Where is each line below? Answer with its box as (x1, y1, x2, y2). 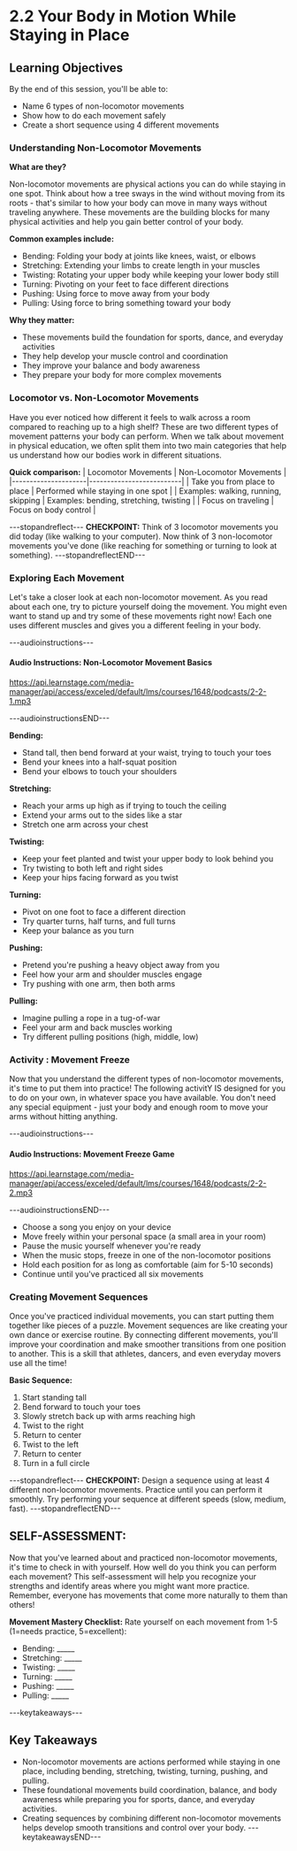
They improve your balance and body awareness (21, 360, 201, 371)
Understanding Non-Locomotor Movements (9, 142, 202, 154)
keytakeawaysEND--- (21, 1832, 102, 1842)
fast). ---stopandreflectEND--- (9, 1502, 121, 1514)
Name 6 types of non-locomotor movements (21, 101, 185, 111)
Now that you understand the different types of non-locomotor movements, (9, 1073, 285, 1085)
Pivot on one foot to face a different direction (21, 907, 186, 918)
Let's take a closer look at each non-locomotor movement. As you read (9, 591, 268, 603)
